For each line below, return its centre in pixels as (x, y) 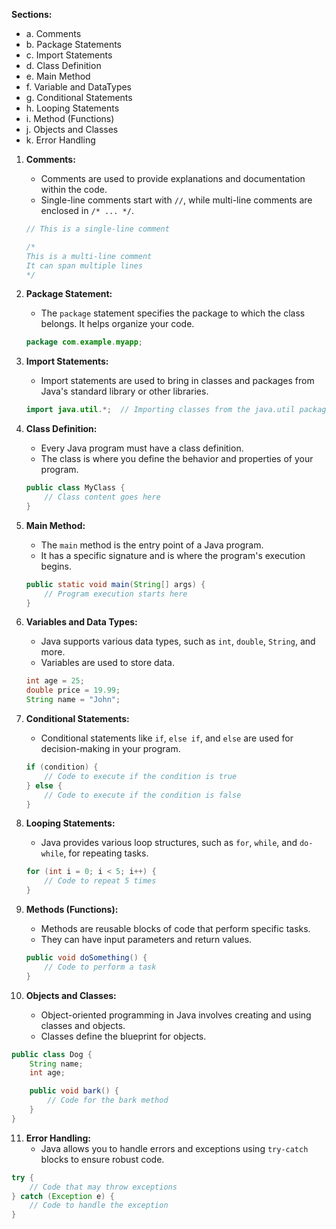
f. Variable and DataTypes (79, 87)
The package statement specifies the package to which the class (173, 313)
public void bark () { (74, 1091)
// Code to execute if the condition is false (143, 795)
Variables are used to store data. (107, 663)
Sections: (32, 14)
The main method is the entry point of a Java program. (152, 545)
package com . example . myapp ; (84, 342)
